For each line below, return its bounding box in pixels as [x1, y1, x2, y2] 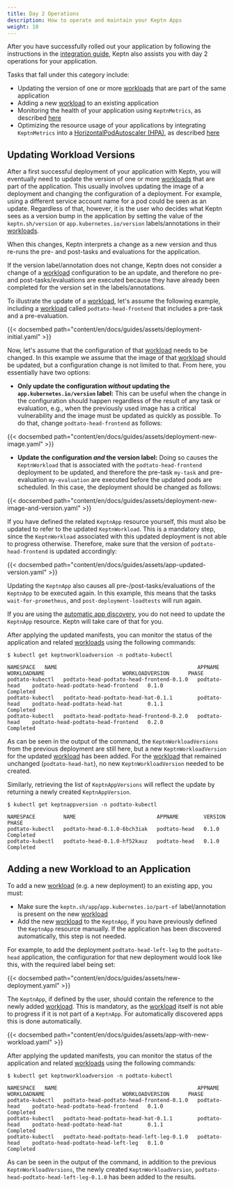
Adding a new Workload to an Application [7, 863, 192, 875]
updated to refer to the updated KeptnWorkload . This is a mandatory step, [7, 525, 216, 534]
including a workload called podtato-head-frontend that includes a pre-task [7, 304, 223, 313]
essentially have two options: [7, 368, 91, 377]
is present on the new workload [17, 910, 108, 918]
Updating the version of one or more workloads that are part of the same [17, 84, 226, 93]
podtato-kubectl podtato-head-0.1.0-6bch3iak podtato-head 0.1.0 [7, 826, 219, 833]
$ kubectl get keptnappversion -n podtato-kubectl [7, 802, 157, 809]
